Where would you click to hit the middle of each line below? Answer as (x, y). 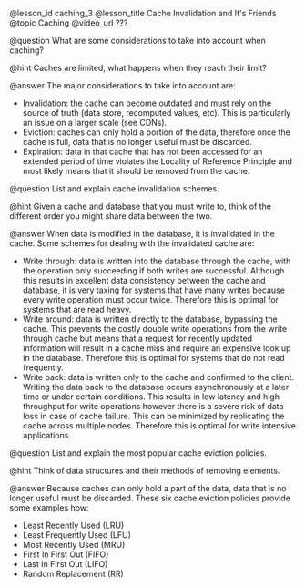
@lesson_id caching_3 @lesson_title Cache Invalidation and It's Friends (143, 13)
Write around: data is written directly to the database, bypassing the (150, 319)
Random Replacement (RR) (73, 574)
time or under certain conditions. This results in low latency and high (151, 397)
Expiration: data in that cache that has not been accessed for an (142, 151)
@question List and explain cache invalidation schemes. (115, 189)
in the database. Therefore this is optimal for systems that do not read (153, 358)
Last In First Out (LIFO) (65, 564)
